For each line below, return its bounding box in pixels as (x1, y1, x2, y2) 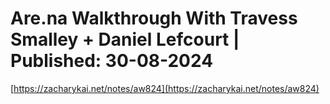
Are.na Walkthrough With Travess (10, 7, 298, 30)
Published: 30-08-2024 (10, 50, 214, 72)
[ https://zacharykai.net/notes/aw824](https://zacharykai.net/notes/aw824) (10, 82, 320, 94)
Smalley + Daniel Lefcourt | (10, 28, 240, 51)
